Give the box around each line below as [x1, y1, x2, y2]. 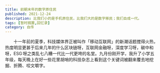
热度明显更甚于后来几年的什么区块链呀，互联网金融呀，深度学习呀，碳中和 [5, 45, 154, 50]
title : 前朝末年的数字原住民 [5, 7, 57, 12]
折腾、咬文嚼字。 [13, 63, 48, 69]
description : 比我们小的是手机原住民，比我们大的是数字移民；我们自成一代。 [5, 16, 142, 21]
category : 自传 [5, 25, 34, 30]
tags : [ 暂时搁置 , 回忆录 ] [5, 20, 50, 25]
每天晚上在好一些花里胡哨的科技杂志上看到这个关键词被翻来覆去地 [17, 57, 149, 62]
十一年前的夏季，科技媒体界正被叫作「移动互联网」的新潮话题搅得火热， [14, 39, 158, 45]
